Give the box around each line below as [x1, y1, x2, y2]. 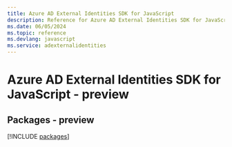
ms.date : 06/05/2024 [7, 23, 67, 30]
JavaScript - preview [7, 87, 130, 102]
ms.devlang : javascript [7, 36, 76, 43]
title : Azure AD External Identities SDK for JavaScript [7, 10, 175, 17]
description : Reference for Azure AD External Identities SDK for [7, 17, 202, 23]
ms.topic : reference [7, 29, 67, 37]
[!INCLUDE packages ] [7, 133, 70, 140]
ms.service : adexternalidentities [7, 42, 107, 49]
